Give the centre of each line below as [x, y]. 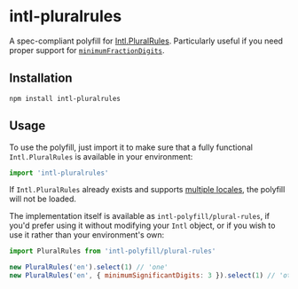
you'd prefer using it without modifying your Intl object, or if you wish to [142, 226]
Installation [41, 78]
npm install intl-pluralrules [65, 98]
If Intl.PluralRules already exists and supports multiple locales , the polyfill [147, 190]
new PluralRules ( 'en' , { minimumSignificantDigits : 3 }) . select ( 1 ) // [142, 276]
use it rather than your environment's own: [87, 235]
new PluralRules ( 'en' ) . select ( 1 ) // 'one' [89, 268]
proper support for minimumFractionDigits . [87, 50]
